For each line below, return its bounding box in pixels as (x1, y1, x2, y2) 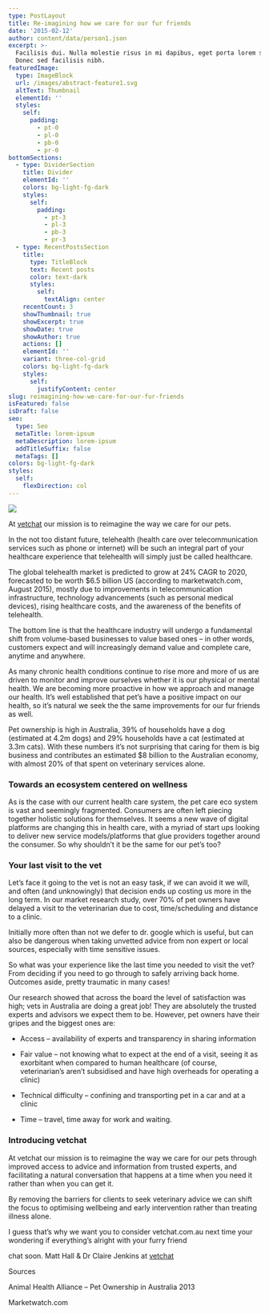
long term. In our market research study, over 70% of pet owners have (8, 895, 240, 905)
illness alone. (8, 1211, 52, 1221)
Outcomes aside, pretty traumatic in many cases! (8, 977, 171, 987)
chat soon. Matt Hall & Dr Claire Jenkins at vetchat (8, 1251, 175, 1260)
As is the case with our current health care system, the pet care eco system (8, 797, 259, 807)
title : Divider (22, 169, 74, 177)
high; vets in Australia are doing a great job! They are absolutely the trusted (8, 1001, 257, 1011)
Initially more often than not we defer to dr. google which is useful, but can (8, 928, 254, 938)
